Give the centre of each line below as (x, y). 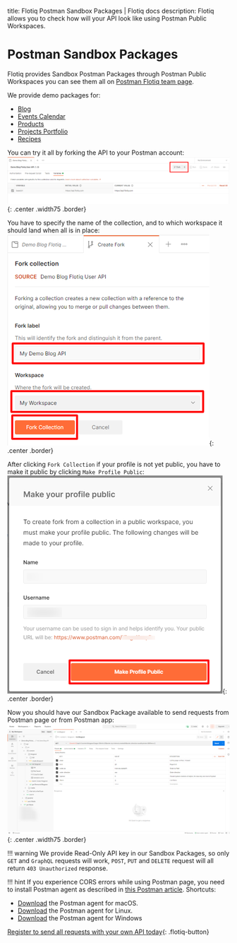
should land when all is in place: (54, 230)
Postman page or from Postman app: (61, 720)
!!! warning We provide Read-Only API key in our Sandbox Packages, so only (119, 853)
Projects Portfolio (43, 131)
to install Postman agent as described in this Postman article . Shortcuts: (112, 889)
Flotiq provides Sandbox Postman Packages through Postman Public (107, 73)
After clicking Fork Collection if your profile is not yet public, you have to (114, 464)
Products (31, 124)
